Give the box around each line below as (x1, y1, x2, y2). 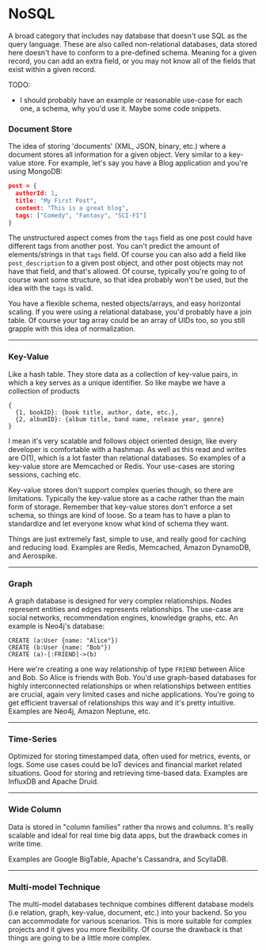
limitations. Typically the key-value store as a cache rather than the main (8, 493, 245, 503)
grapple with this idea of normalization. (8, 324, 136, 333)
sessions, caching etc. (8, 469, 82, 479)
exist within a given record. (8, 64, 97, 74)
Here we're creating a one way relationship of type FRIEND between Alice (8, 664, 245, 674)
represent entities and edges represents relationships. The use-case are (8, 605, 244, 614)
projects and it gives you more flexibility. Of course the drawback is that (8, 924, 243, 934)
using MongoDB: (8, 167, 63, 177)
